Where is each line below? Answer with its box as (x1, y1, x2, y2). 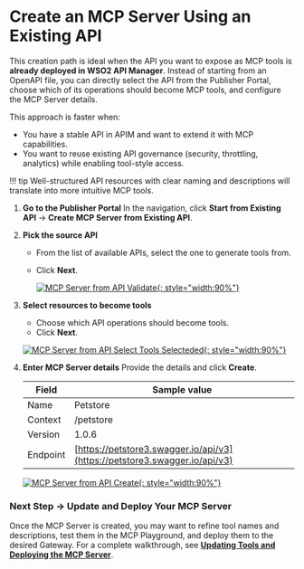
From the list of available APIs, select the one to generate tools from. (35, 247, 291, 258)
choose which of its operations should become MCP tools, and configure (9, 84, 282, 95)
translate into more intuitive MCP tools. (9, 185, 154, 195)
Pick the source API (22, 229, 98, 241)
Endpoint (26, 448, 66, 460)
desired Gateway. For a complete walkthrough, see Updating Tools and (9, 540, 276, 551)
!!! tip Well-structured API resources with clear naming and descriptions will (9, 175, 290, 186)
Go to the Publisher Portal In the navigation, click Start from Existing (22, 202, 282, 213)
